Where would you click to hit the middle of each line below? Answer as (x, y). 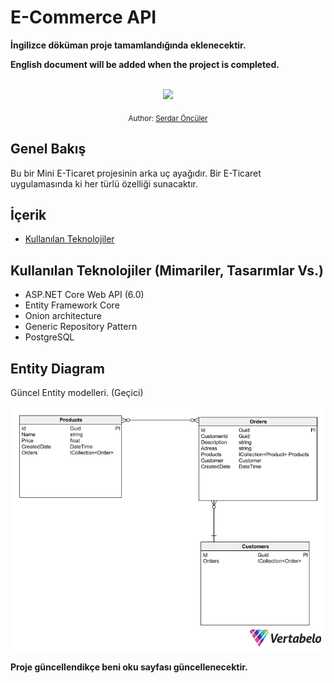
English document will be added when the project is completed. (145, 64)
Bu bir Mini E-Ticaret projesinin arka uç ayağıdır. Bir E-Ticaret (136, 173)
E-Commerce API (83, 17)
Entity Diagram (57, 368)
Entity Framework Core (72, 305)
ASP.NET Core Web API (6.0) (84, 295)
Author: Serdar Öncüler (168, 118)
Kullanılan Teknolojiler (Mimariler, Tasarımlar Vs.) (167, 270)
